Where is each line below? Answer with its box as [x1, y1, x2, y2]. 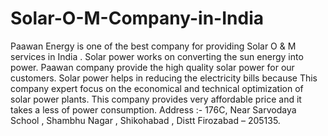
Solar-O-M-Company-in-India [10, 7, 265, 30]
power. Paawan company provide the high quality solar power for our [10, 61, 295, 73]
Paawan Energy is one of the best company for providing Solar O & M [10, 40, 297, 52]
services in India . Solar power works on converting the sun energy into [10, 50, 304, 62]
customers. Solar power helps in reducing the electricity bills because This [10, 72, 318, 84]
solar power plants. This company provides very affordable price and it [10, 93, 302, 105]
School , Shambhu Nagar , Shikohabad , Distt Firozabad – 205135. [10, 114, 281, 126]
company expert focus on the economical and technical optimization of [10, 82, 304, 94]
